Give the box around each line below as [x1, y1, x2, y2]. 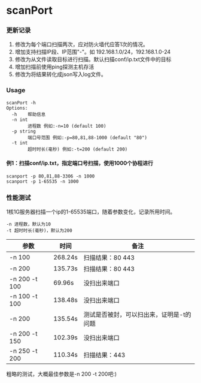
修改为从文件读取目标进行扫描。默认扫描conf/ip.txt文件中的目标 [14, 56, 172, 63]
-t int [11, 140, 28, 146]
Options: [6, 105, 28, 111]
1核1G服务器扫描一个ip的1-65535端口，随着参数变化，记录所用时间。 [6, 208, 176, 216]
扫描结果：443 [83, 351, 126, 360]
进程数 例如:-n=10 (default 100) [28, 123, 106, 129]
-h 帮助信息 [11, 111, 46, 117]
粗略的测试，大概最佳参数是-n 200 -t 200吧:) [6, 370, 117, 378]
